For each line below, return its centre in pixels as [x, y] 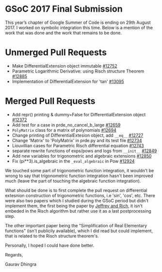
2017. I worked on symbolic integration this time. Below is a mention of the [79, 27]
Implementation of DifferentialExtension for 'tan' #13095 [68, 81]
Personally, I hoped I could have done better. [50, 245]
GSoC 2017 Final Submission [64, 9]
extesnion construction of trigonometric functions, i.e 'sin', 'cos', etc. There [80, 195]
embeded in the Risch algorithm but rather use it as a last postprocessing [78, 211]
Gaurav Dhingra [21, 264]
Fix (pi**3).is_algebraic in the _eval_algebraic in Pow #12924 [73, 161]
